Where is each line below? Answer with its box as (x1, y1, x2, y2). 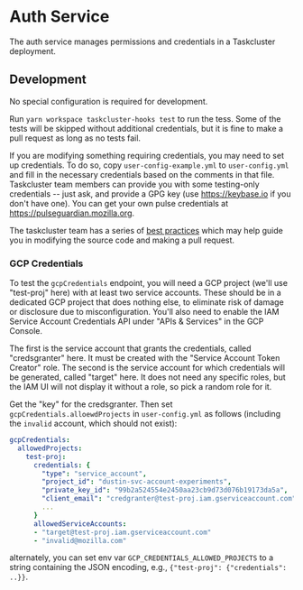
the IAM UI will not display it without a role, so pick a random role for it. (9, 382, 272, 392)
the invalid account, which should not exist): (9, 418, 178, 429)
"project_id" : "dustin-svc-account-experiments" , (41, 477, 232, 486)
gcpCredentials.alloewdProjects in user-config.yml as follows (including (9, 409, 281, 419)
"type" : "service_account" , (41, 469, 147, 478)
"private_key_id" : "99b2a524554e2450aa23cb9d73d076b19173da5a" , (41, 485, 289, 495)
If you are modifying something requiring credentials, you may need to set (9, 150, 284, 161)
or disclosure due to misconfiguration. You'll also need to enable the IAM (9, 307, 280, 318)
